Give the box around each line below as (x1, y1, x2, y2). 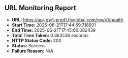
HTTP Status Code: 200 (11, 38, 62, 43)
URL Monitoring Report (4, 4, 77, 12)
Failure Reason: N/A (11, 48, 54, 54)
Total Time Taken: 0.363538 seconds (11, 32, 89, 38)
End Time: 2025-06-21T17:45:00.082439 (11, 27, 96, 33)
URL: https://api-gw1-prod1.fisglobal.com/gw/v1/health (11, 17, 124, 22)
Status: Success (11, 42, 46, 48)
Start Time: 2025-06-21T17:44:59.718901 (11, 22, 96, 28)
